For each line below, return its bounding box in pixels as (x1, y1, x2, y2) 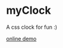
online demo (6, 35, 37, 42)
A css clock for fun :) (6, 23, 58, 31)
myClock (6, 4, 52, 17)
